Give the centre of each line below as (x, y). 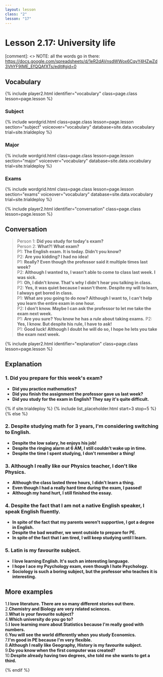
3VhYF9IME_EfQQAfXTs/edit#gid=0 (41, 67)
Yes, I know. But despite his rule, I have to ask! (64, 324)
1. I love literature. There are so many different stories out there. (70, 603)
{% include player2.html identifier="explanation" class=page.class (72, 343)
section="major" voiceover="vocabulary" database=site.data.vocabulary (78, 161)
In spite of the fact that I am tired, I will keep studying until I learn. (79, 538)
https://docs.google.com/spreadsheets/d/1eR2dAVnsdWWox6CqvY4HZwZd (81, 61)
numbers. (15, 629)
